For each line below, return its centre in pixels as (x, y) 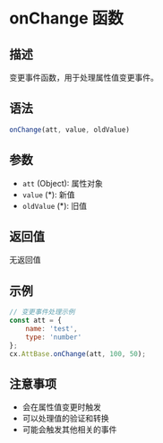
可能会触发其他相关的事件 (69, 430)
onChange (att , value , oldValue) (69, 130)
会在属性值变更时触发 (61, 407)
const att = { (36, 320)
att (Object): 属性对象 (62, 183)
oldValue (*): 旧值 (55, 205)
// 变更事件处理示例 (42, 312)
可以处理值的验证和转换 (65, 419)
